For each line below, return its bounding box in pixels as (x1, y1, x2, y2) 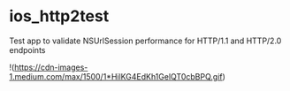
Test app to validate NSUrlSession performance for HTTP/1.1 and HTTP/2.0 (9, 35, 282, 46)
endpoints (9, 44, 46, 55)
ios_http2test (9, 6, 110, 27)
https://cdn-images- (14, 62, 88, 72)
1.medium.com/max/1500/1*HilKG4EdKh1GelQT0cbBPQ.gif (9, 71, 223, 81)
